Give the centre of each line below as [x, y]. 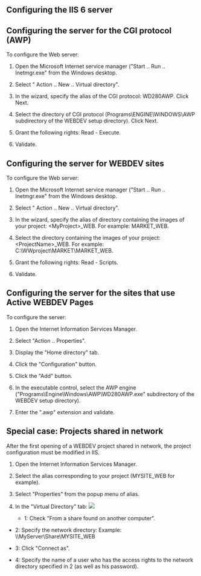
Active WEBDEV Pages [50, 303]
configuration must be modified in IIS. [53, 452]
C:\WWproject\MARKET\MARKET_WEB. [64, 251]
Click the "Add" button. [43, 376]
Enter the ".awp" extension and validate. [65, 412]
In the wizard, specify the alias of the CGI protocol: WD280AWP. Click [102, 96]
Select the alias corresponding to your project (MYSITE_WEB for [95, 475]
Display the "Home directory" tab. [57, 352]
